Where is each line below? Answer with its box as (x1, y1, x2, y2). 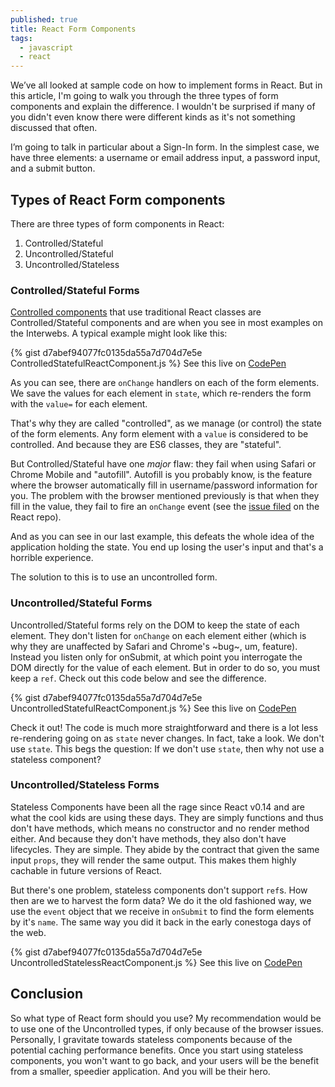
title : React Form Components (10, 24, 137, 34)
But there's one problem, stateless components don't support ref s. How (10, 884, 308, 896)
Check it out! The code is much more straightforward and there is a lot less (10, 721, 319, 733)
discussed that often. (10, 122, 98, 134)
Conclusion (10, 986, 84, 1003)
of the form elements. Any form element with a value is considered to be (10, 428, 309, 440)
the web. (10, 926, 47, 938)
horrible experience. (10, 552, 94, 564)
